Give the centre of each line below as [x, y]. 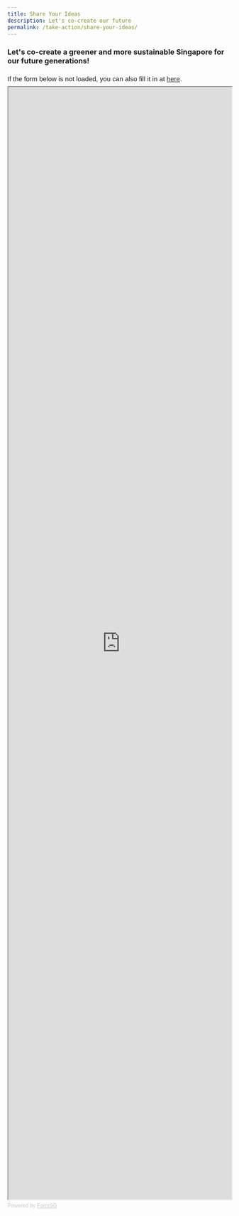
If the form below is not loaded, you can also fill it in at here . [95, 78]
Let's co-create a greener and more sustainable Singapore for [116, 52]
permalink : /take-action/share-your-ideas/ [73, 27]
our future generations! [49, 61]
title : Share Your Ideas [44, 14]
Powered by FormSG [33, 1205]
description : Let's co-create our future [70, 21]
